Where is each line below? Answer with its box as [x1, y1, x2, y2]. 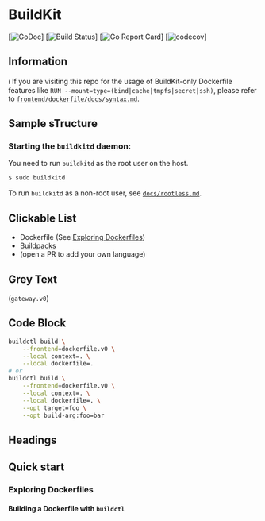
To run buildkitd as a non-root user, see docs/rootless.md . [8, 188, 202, 198]
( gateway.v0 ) [8, 293, 49, 303]
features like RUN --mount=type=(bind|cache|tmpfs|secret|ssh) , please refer [8, 85, 257, 95]
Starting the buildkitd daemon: [8, 141, 132, 152]
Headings [8, 433, 57, 446]
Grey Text [8, 272, 58, 286]
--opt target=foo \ [22, 403, 87, 412]
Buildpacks [19, 241, 57, 251]
